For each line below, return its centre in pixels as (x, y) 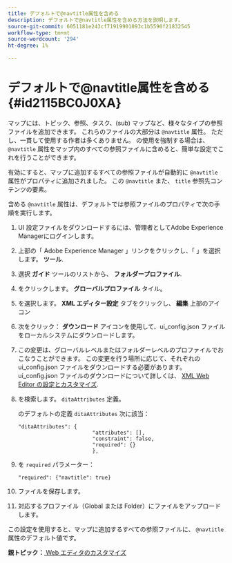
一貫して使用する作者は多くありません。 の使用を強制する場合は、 (114, 140)
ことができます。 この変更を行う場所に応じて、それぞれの (118, 358)
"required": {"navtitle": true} (64, 477)
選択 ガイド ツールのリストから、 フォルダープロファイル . (100, 274)
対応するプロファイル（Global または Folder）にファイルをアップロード (119, 506)
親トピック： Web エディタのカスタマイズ (67, 552)
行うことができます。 (50, 157)
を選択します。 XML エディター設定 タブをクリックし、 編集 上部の (113, 303)
